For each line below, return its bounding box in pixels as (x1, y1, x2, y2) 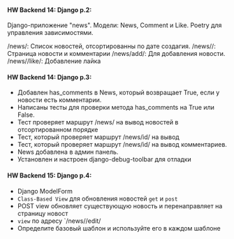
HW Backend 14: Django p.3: (7, 73, 92, 81)
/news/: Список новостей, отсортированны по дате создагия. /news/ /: (7, 42, 217, 50)
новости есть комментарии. (17, 96, 102, 104)
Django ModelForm (17, 187, 73, 195)
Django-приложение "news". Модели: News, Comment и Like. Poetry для (7, 21, 222, 29)
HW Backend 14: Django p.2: (7, 6, 92, 14)
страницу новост (17, 209, 68, 217)
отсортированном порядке (17, 126, 98, 134)
